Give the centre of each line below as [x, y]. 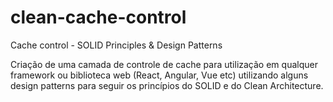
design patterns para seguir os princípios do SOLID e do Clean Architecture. [167, 85]
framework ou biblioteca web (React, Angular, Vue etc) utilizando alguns [159, 75]
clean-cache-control [98, 17]
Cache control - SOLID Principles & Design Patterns [116, 45]
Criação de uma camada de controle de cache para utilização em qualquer [164, 64]
